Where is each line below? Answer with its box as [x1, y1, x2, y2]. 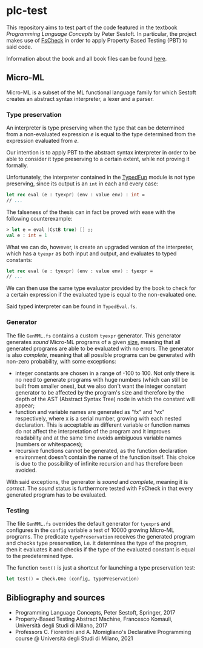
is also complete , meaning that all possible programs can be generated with [6, 351, 196, 359]
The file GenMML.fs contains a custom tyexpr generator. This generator [6, 332, 182, 339]
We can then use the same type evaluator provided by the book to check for [6, 284, 197, 292]
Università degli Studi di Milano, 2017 [15, 621, 108, 629]
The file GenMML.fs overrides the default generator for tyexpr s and [6, 520, 171, 527]
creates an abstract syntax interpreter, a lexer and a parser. [6, 95, 155, 102]
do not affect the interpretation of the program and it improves [15, 427, 171, 435]
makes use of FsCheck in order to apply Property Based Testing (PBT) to [6, 36, 188, 44]
